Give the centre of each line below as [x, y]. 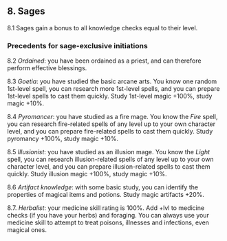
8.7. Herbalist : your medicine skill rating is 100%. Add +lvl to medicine [106, 208]
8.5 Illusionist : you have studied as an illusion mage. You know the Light [109, 152]
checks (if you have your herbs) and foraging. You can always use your [108, 216]
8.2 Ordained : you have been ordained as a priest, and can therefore [104, 61]
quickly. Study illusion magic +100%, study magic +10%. [87, 174]
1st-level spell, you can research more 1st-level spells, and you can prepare [113, 89]
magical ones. [27, 230]
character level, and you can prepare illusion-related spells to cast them [109, 167]
